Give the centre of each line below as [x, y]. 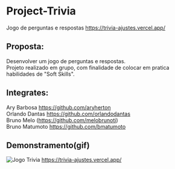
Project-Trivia [41, 11]
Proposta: [25, 47]
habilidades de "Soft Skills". [40, 74]
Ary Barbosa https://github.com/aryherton [59, 107]
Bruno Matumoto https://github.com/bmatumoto [66, 126]
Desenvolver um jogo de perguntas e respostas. [66, 61]
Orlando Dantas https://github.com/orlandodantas [68, 114]
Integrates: [27, 93]
